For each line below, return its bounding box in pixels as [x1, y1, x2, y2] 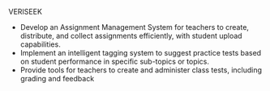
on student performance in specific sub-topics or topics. [19, 56, 209, 66]
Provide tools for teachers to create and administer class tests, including [19, 65, 262, 75]
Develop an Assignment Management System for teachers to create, [19, 23, 250, 31]
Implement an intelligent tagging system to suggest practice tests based [19, 48, 262, 57]
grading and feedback [19, 74, 95, 83]
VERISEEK [8, 7, 43, 16]
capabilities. [19, 39, 61, 49]
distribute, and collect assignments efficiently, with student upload [19, 31, 242, 40]
